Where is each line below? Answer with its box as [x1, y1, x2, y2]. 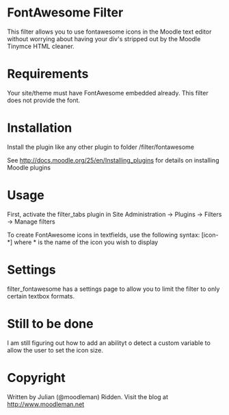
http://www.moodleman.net [7, 400, 85, 408]
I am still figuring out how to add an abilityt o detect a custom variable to [7, 338, 211, 347]
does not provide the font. [7, 96, 81, 104]
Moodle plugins [7, 163, 51, 171]
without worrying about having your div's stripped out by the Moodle [7, 34, 201, 43]
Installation [7, 120, 72, 136]
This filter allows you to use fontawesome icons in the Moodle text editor [7, 27, 212, 36]
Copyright [7, 370, 66, 386]
